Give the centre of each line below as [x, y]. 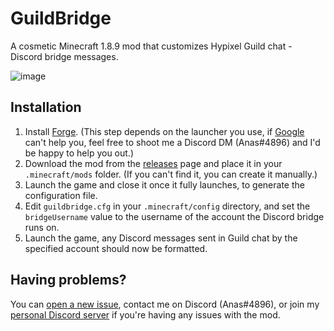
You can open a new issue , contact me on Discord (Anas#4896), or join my [165, 304]
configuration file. [61, 195]
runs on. [42, 227]
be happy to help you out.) [79, 153]
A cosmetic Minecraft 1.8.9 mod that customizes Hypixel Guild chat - [151, 46]
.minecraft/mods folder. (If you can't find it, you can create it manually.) [171, 174]
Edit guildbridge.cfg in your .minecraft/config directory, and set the [167, 206]
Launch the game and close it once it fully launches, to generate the [164, 184]
